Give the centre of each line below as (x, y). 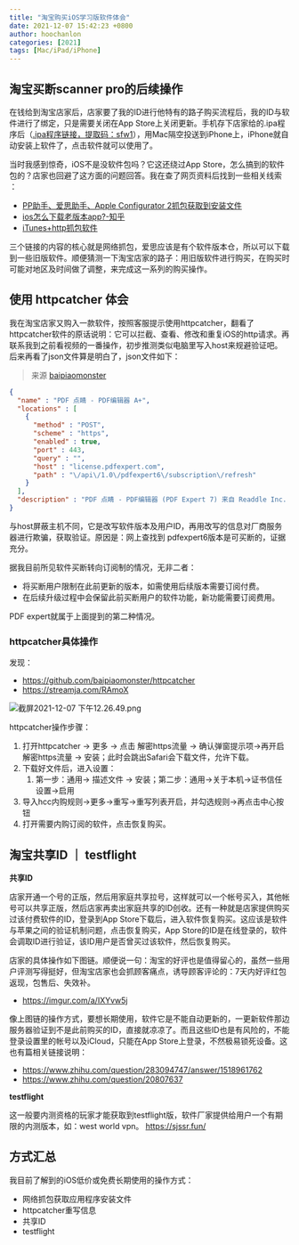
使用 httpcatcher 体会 (69, 300)
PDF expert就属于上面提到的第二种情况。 (85, 616)
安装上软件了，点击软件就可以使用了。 (87, 145)
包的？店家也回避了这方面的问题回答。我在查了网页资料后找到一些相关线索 (145, 175)
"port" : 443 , (59, 450)
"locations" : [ (47, 409)
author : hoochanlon (45, 34)
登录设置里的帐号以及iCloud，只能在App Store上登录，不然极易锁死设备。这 (149, 1041)
